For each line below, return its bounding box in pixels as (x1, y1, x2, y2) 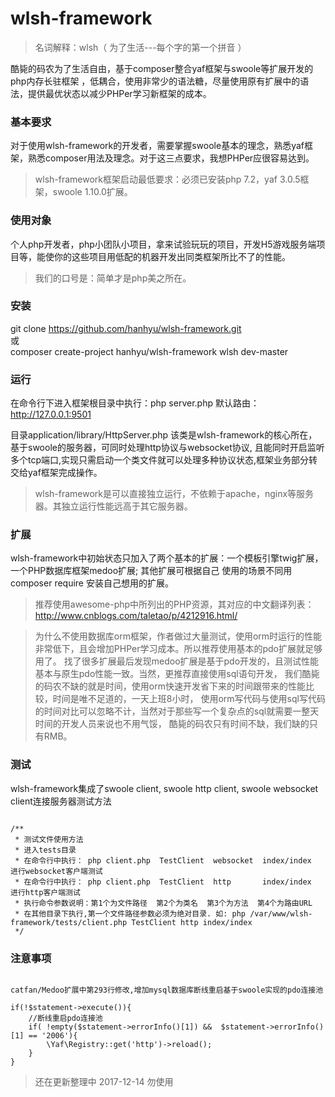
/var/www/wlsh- (249, 908, 313, 919)
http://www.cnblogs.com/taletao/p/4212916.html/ (34, 610, 238, 622)
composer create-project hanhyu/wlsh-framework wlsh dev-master (10, 345, 289, 357)
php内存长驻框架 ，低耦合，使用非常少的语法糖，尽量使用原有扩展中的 (10, 75, 301, 87)
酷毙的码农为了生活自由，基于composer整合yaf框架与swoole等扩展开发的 (10, 62, 314, 74)
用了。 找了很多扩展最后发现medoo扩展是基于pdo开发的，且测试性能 (34, 655, 320, 667)
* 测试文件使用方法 (14, 834, 84, 844)
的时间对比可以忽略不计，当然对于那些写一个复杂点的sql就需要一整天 (34, 705, 320, 717)
